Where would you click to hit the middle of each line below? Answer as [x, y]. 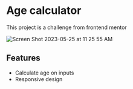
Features [23, 58]
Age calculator [44, 11]
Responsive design [39, 79]
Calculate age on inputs [44, 73]
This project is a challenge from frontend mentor [66, 27]
